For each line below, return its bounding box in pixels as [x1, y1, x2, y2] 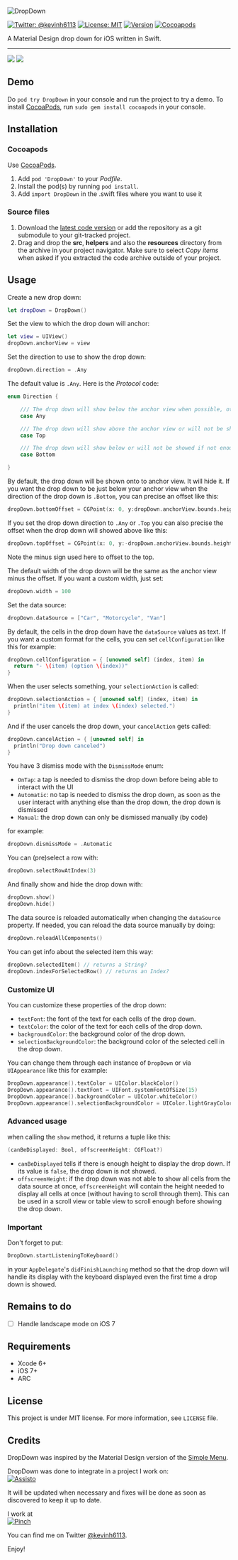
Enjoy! [7, 1545, 26, 1554]
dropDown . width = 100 [7, 587, 72, 595]
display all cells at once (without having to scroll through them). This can [17, 1189, 229, 1198]
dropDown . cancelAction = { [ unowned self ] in [7, 735, 144, 742]
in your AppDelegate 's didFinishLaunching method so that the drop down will [7, 1264, 229, 1273]
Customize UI [7, 985, 55, 995]
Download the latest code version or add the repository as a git [17, 223, 202, 232]
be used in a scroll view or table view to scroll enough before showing [17, 1197, 222, 1206]
